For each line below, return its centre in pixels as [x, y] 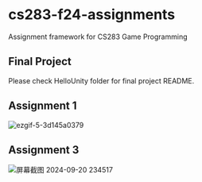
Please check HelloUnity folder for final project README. [101, 80]
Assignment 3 [44, 150]
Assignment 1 [43, 106]
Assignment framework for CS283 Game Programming [98, 37]
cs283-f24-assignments [92, 15]
